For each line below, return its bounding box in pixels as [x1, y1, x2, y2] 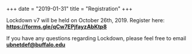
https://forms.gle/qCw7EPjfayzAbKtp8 [6, 23, 107, 30]
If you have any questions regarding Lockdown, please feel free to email [6, 35, 187, 41]
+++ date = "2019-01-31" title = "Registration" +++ [6, 5, 133, 12]
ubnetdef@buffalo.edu [6, 41, 65, 48]
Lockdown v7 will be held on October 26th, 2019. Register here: [6, 17, 165, 23]
